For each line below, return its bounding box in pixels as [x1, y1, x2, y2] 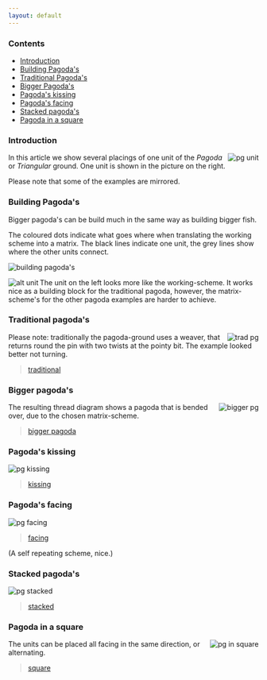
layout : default [8, 11, 62, 20]
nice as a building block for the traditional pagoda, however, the [8, 286, 217, 296]
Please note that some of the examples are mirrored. [8, 176, 180, 187]
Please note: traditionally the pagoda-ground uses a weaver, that [8, 332, 221, 342]
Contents [8, 37, 45, 48]
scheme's [8, 295, 41, 304]
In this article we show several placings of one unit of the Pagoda [8, 153, 222, 163]
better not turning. [8, 349, 68, 358]
